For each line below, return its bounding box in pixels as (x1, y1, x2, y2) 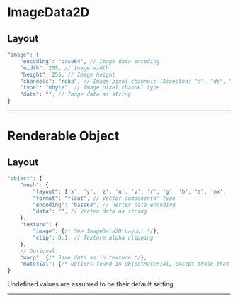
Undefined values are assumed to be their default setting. (7, 280, 176, 289)
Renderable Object (7, 128, 120, 144)
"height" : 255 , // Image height (20, 71, 115, 78)
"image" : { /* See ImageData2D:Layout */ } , (33, 228, 160, 235)
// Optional (20, 247, 55, 255)
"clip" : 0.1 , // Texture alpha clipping (33, 234, 154, 241)
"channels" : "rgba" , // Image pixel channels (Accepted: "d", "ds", (20, 77, 227, 85)
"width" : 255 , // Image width (20, 65, 110, 72)
